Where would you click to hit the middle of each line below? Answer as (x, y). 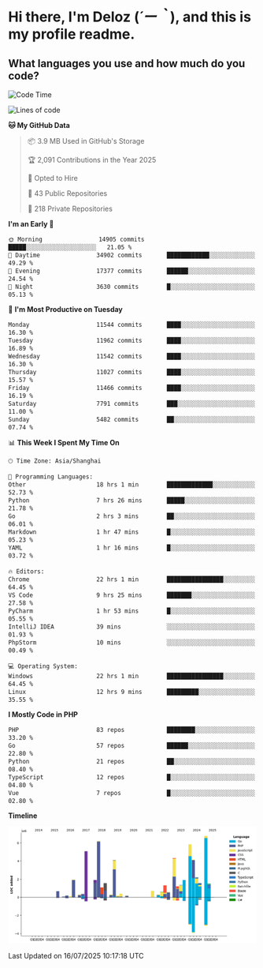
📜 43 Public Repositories (67, 193)
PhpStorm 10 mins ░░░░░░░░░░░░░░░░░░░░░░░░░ (132, 643)
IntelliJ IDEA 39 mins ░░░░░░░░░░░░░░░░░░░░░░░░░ (132, 627)
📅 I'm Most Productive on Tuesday (66, 309)
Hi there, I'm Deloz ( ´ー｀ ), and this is (130, 17)
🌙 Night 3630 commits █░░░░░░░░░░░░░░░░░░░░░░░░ (132, 287)
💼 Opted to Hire (53, 178)
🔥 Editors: (26, 572)
